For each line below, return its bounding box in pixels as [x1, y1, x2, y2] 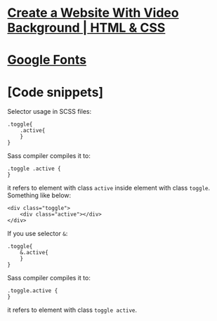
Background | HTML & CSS [7, 20, 166, 36]
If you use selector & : [7, 230, 68, 238]
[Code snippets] [7, 84, 104, 100]
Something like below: [7, 191, 72, 199]
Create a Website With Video [7, 5, 179, 21]
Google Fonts [7, 52, 86, 68]
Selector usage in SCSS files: [7, 107, 92, 116]
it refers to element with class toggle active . [7, 306, 138, 314]
